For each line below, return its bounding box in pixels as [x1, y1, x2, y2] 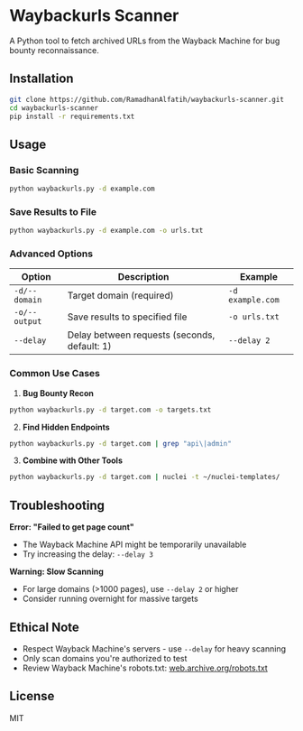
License [9, 689, 55, 704]
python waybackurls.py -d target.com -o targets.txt [9, 405, 212, 414]
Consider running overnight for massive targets [22, 593, 198, 605]
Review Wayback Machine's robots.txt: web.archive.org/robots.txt [22, 662, 268, 673]
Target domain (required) [67, 290, 174, 302]
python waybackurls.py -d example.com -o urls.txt [9, 227, 204, 236]
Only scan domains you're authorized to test [22, 652, 188, 663]
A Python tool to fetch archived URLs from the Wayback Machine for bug [9, 35, 280, 46]
